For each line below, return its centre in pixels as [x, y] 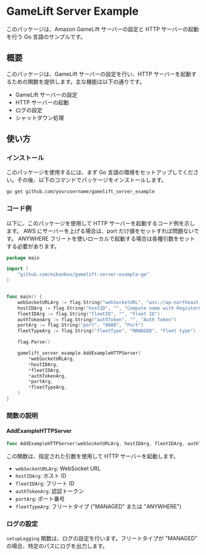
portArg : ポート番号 [40, 499]
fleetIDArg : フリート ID [45, 483]
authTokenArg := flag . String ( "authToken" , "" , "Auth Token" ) [97, 320]
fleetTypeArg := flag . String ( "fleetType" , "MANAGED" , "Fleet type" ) [107, 331]
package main [23, 258]
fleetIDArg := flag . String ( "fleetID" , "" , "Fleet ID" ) [89, 314]
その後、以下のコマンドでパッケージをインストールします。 [92, 180]
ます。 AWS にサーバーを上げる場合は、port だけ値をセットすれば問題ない [100, 231]
